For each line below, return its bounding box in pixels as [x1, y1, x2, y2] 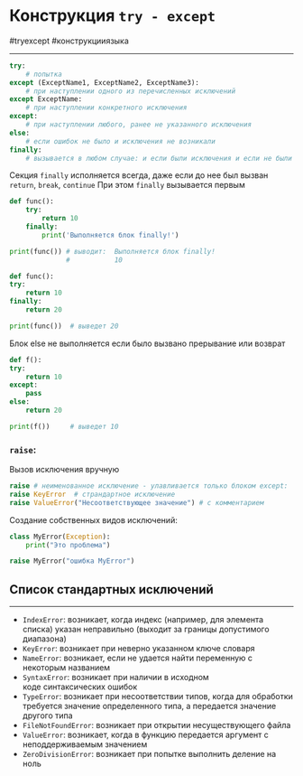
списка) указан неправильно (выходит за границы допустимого [22, 624, 270, 635]
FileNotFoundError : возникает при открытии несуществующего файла [22, 720, 291, 731]
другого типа [22, 710, 74, 721]
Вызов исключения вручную [9, 464, 120, 475]
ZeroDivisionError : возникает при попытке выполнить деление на [22, 749, 277, 760]
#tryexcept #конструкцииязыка [9, 35, 129, 46]
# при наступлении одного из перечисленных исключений [25, 87, 236, 96]
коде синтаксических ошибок [22, 681, 138, 692]
